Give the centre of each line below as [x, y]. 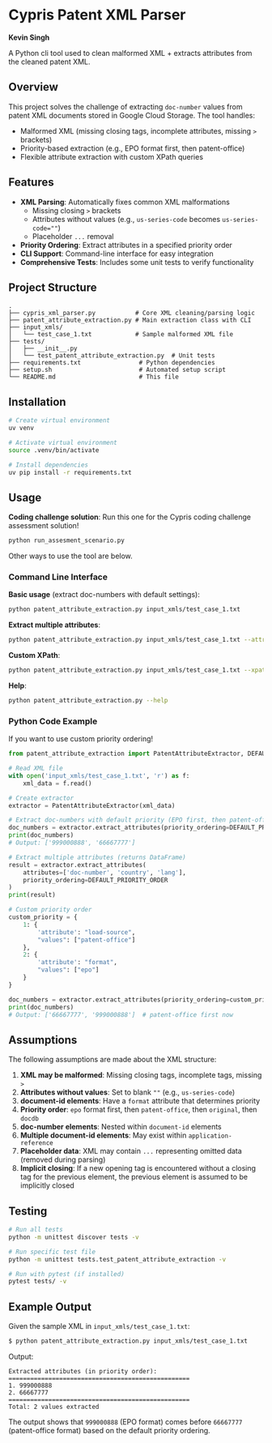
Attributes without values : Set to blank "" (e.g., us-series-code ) [127, 1092]
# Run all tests [36, 1230]
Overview [34, 87]
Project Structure [53, 287]
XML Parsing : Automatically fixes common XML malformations [125, 202]
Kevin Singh [29, 37]
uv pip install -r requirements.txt [70, 472]
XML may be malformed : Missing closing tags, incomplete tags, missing [141, 1075]
